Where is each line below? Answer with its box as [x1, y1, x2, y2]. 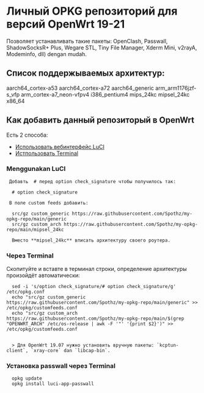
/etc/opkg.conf [6, 289, 45, 295]
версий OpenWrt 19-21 [6, 17, 125, 31]
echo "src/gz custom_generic [12, 294, 86, 300]
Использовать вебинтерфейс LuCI [15, 143, 105, 150]
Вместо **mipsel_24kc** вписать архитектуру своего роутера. [12, 237, 171, 243]
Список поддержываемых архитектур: [6, 68, 165, 79]
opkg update [12, 375, 43, 382]
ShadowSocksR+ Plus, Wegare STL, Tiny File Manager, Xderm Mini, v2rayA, [6, 44, 197, 51]
